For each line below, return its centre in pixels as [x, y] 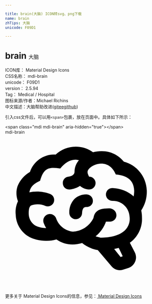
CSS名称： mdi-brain [26, 76]
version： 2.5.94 [22, 88]
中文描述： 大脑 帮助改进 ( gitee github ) [42, 107]
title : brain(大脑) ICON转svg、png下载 [43, 14]
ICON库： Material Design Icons [37, 70]
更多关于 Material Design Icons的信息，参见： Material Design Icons [74, 296]
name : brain [17, 18]
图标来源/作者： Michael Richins [37, 101]
